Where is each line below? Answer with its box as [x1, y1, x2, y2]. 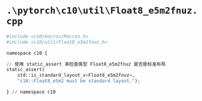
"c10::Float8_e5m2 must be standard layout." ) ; [17, 78, 140, 84]
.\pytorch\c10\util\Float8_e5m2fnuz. [6, 5, 198, 16]
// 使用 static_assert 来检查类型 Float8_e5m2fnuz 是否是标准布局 [6, 61, 166, 67]
